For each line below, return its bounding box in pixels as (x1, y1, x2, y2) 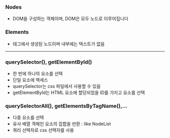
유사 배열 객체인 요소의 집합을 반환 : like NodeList (12, 121, 111, 127)
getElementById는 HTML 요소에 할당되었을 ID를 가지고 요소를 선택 (12, 89, 145, 96)
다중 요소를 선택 (12, 115, 44, 121)
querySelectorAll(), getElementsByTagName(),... (5, 102, 128, 109)
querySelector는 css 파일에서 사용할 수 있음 (12, 83, 101, 89)
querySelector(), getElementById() (5, 58, 93, 65)
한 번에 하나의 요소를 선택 (12, 70, 63, 76)
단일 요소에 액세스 (12, 77, 48, 83)
